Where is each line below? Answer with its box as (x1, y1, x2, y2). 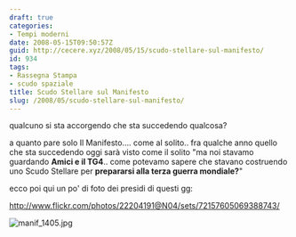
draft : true (9, 12, 53, 22)
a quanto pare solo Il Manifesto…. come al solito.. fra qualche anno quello (9, 137, 278, 148)
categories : (9, 21, 53, 30)
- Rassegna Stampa (9, 71, 77, 80)
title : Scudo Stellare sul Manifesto (9, 87, 149, 96)
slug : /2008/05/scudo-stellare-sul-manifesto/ (9, 95, 185, 105)
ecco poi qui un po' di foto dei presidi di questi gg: (9, 184, 194, 194)
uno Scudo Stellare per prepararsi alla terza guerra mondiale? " (9, 166, 243, 176)
